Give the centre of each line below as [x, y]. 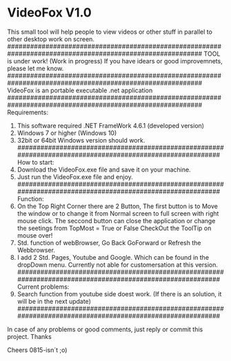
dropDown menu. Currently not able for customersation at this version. [118, 265]
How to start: [36, 162]
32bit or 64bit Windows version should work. [81, 140]
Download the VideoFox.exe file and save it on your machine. [104, 169]
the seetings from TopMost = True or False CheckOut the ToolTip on [114, 228]
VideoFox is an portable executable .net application [80, 90]
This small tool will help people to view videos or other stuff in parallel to [110, 32]
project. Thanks [29, 336]
